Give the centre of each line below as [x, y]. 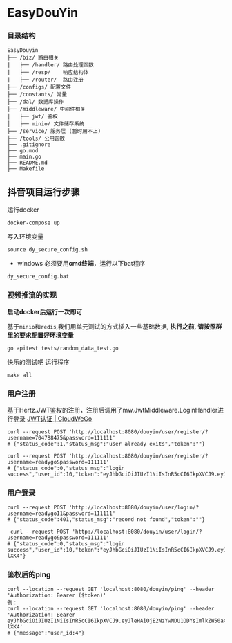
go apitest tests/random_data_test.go [63, 348]
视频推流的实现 [32, 296]
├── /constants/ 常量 [37, 95]
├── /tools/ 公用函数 [36, 139]
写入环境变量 [25, 237]
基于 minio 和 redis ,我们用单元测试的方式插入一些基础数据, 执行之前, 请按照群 [115, 326]
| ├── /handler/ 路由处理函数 [51, 65]
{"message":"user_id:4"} [49, 633]
